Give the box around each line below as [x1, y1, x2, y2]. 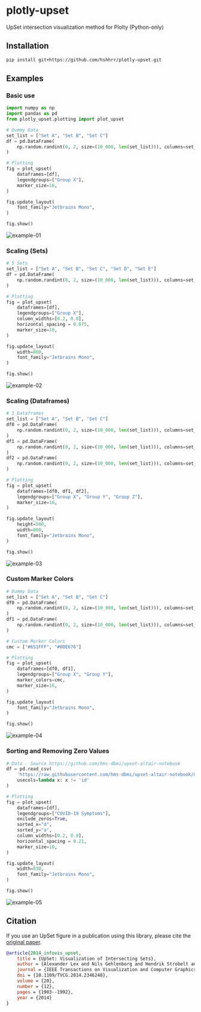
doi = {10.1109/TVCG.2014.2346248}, [17, 972, 109, 978]
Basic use [6, 91, 35, 100]
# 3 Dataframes [6, 411, 44, 417]
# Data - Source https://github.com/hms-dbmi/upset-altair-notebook [6, 761, 181, 767]
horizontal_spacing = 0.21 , [17, 838, 87, 844]
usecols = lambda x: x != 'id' [17, 777, 90, 783]
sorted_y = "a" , [17, 827, 52, 833]
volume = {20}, [17, 978, 55, 984]
